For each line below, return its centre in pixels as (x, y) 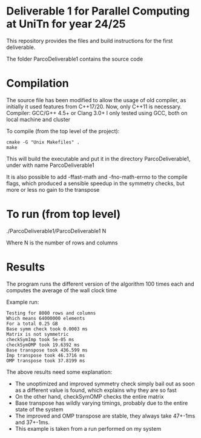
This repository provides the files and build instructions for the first (90, 41)
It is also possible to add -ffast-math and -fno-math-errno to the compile (97, 177)
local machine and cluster (38, 119)
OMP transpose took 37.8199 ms (46, 361)
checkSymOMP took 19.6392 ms (43, 345)
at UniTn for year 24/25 (66, 24)
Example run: (23, 302)
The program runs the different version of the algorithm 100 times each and (100, 284)
